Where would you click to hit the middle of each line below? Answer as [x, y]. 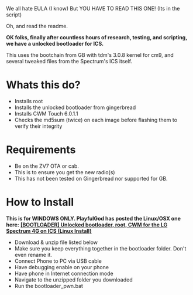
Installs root [29, 101]
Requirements [41, 150]
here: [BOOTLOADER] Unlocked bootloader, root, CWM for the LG [87, 225]
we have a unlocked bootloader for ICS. [55, 44]
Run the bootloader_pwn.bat [49, 286]
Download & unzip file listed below [56, 242]
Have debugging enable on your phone [62, 267]
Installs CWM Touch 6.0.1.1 [46, 113]
